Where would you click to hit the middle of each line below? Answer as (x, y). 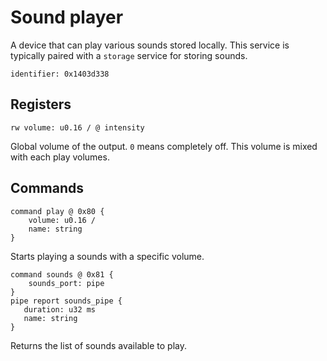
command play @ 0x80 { (57, 211)
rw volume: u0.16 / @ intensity (77, 127)
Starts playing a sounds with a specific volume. (107, 256)
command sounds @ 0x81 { (62, 274)
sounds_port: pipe (66, 283)
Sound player (67, 17)
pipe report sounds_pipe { (66, 301)
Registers (41, 104)
